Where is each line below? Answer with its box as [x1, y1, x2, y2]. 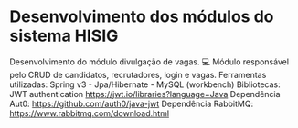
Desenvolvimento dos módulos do [9, 6, 274, 27]
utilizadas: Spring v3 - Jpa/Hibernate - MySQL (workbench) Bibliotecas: [9, 79, 281, 90]
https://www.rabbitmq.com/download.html [9, 107, 170, 119]
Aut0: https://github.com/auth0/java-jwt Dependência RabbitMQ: [9, 98, 254, 109]
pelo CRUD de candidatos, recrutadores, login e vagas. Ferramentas [9, 69, 267, 80]
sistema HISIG [9, 25, 119, 46]
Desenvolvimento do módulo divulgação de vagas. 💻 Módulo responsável [9, 56, 290, 67]
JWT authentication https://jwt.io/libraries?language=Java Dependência [9, 88, 281, 99]
